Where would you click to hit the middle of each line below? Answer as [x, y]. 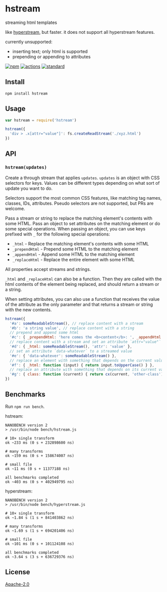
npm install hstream [27, 93]
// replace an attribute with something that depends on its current [83, 370]
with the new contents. [29, 310]
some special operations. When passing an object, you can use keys [75, 229]
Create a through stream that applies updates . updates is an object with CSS [83, 178]
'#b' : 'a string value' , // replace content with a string [72, 328]
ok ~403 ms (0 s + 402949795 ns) [40, 482]
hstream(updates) [26, 168]
